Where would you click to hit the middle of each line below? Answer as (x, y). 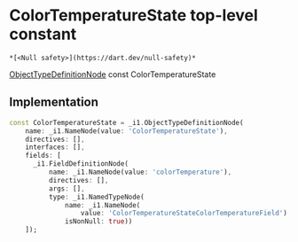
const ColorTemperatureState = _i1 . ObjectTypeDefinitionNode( (126, 122)
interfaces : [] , (55, 147)
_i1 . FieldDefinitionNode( (80, 164)
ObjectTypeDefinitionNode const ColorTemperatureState (113, 74)
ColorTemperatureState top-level (134, 16)
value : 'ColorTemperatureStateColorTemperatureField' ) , (186, 214)
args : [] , (67, 188)
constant (43, 34)
